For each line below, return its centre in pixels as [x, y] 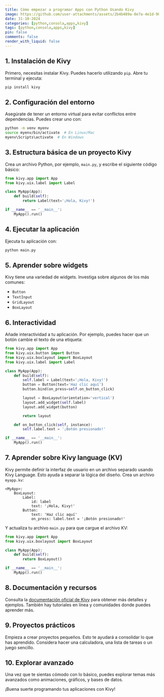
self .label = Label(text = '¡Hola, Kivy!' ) [65, 380]
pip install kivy [23, 87]
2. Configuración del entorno [50, 102]
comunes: [15, 282]
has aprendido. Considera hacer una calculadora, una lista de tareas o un [79, 642]
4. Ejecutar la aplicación [42, 229]
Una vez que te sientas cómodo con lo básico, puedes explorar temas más [80, 675]
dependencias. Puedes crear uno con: [43, 119]
